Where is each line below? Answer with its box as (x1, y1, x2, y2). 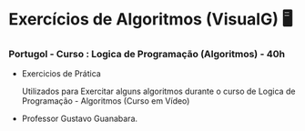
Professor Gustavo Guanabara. (21, 113, 138, 125)
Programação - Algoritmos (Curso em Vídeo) (21, 96, 190, 106)
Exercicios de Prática (21, 68, 101, 79)
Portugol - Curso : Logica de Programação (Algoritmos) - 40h (8, 48, 286, 61)
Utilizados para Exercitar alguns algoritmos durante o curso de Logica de (21, 86, 296, 97)
